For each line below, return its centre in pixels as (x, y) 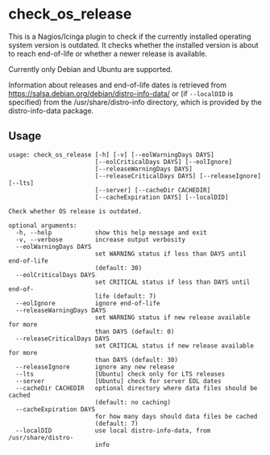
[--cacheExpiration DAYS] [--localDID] (162, 197)
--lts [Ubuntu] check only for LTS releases (120, 374)
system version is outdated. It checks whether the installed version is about (134, 44)
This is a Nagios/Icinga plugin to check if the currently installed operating (130, 36)
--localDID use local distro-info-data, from (113, 430)
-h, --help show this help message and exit (111, 232)
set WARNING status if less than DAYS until (171, 254)
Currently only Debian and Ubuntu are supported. (91, 69)
